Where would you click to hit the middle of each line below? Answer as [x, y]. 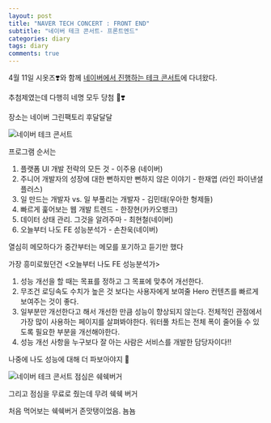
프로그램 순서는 [32, 152]
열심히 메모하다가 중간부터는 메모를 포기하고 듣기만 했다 [96, 247]
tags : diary [28, 46]
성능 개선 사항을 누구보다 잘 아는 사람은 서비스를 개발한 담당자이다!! [126, 342]
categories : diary [39, 38]
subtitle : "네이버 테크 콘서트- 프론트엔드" [74, 31]
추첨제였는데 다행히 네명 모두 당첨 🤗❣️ [67, 97]
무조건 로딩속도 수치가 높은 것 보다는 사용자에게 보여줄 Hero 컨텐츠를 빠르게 [139, 291]
